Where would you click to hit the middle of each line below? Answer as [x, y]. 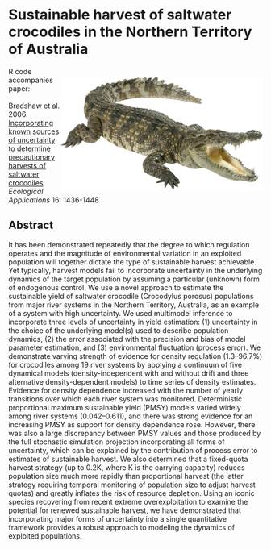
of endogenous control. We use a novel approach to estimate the [116, 287]
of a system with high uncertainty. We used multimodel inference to [121, 313]
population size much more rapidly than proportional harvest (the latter [126, 476]
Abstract [31, 225]
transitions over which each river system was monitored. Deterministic [125, 399]
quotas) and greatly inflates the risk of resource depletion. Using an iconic [132, 493]
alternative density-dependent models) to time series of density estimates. [132, 381]
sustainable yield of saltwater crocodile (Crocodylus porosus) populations [131, 296]
